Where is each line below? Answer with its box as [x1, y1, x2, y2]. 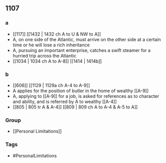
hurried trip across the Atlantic [12, 52, 77, 59]
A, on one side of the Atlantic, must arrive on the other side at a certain [12, 36, 161, 42]
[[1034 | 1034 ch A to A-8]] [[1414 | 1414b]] [12, 58, 102, 64]
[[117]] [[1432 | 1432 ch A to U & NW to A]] [12, 31, 101, 37]
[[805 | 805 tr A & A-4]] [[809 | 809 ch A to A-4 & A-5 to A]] [12, 104, 138, 110]
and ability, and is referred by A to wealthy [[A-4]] [12, 98, 117, 104]
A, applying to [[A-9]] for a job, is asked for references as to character [12, 93, 159, 99]
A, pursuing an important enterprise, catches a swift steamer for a [12, 47, 151, 53]
